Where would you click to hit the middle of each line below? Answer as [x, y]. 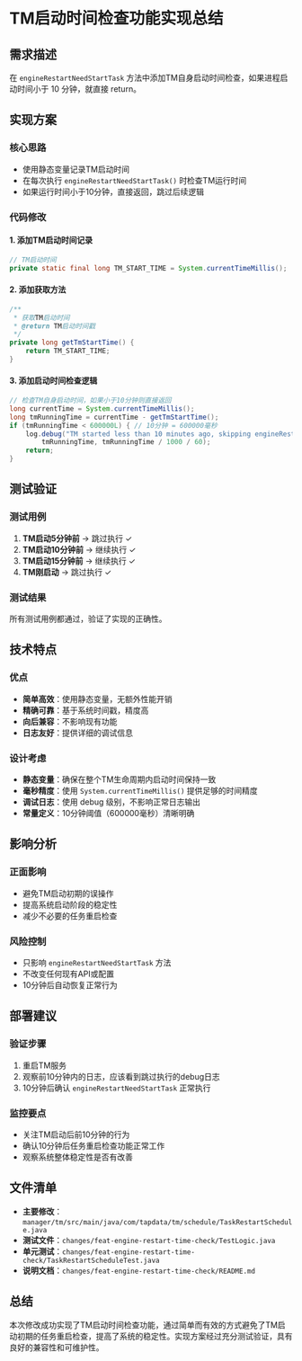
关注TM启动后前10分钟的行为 [76, 1134]
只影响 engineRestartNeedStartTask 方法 [97, 963]
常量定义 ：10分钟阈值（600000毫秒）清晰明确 [108, 814]
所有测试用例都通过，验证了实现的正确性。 [88, 619]
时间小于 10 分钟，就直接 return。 [79, 89]
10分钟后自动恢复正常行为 [70, 985]
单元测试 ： [42, 1251]
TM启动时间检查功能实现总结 [116, 18]
